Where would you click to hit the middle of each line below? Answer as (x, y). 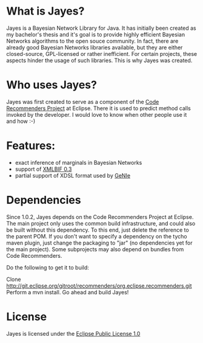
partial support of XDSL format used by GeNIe (73, 175)
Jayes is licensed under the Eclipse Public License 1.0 (73, 333)
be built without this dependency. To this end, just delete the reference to (98, 230)
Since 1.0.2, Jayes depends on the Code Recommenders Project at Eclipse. (100, 217)
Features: (31, 146)
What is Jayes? (45, 11)
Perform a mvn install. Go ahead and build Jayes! (68, 292)
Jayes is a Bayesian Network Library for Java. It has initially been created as (101, 28)
